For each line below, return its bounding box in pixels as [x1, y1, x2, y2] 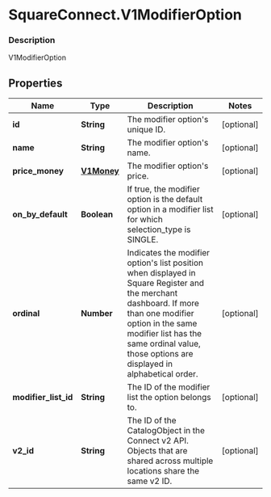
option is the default [127, 194, 203, 205]
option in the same [127, 318, 198, 329]
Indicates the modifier [127, 247, 211, 259]
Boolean [80, 208, 114, 220]
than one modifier [127, 308, 195, 319]
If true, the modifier [127, 183, 200, 195]
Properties [8, 76, 63, 90]
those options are [127, 348, 194, 360]
